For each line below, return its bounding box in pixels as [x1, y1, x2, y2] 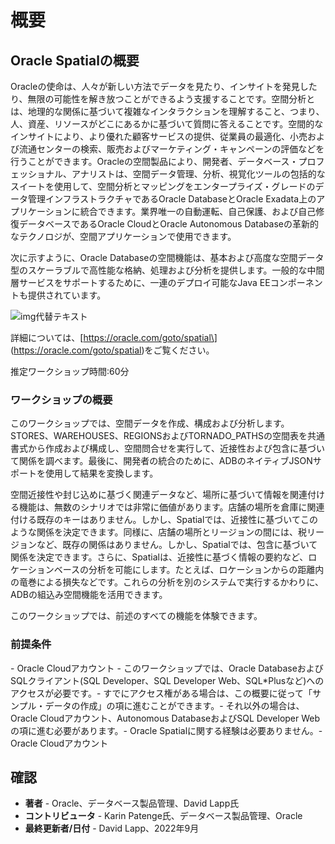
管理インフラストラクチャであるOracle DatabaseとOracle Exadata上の [27, 193, 317, 205]
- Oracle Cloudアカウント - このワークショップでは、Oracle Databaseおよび [10, 662, 324, 674]
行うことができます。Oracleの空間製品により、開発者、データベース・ [10, 156, 299, 167]
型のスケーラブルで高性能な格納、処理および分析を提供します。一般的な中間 [10, 264, 325, 276]
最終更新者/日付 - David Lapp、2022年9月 [24, 822, 200, 835]
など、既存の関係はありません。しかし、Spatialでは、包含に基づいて [36, 539, 318, 551]
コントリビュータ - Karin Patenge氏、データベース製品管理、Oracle [24, 810, 303, 822]
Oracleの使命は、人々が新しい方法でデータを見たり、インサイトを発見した [10, 81, 318, 92]
